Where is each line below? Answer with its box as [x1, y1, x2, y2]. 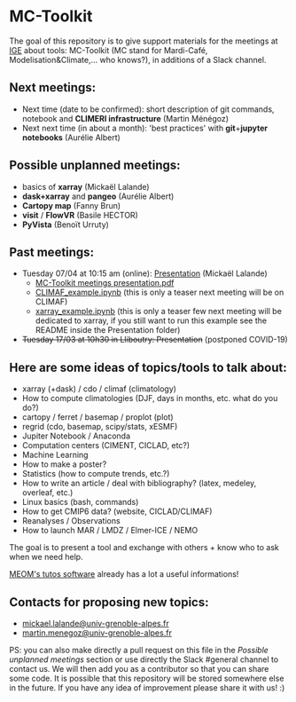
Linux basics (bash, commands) [21, 497, 139, 508]
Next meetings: [9, 80, 96, 95]
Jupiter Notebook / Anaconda [21, 430, 131, 441]
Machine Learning [21, 450, 89, 461]
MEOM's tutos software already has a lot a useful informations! [9, 569, 239, 580]
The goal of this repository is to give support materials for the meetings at [9, 35, 278, 46]
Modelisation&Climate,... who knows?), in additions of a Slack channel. [9, 54, 267, 65]
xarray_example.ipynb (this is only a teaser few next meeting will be [35, 306, 282, 317]
